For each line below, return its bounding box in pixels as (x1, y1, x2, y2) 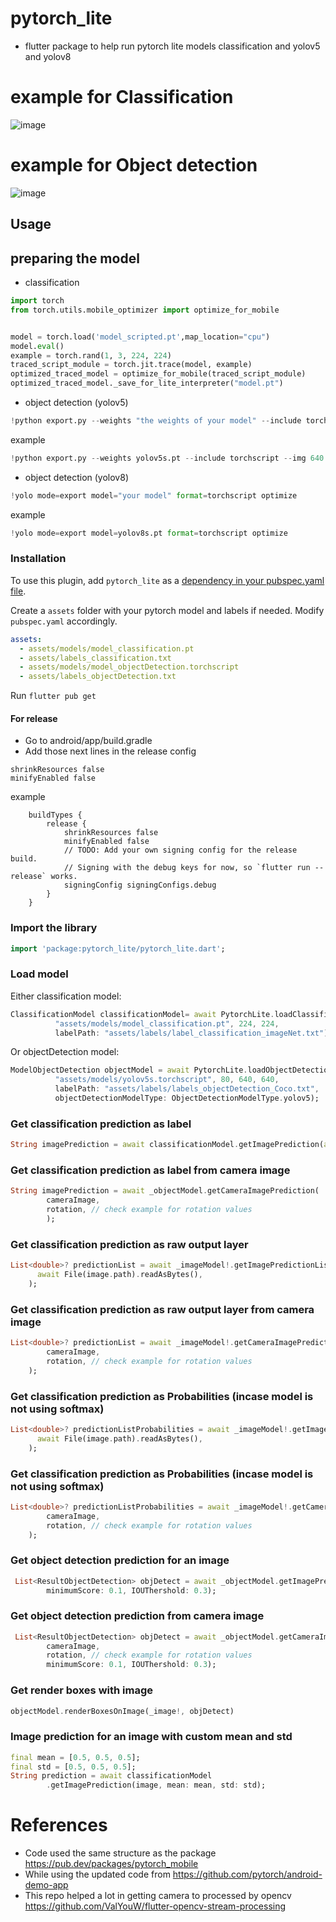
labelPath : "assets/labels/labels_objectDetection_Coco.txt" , (54, 1084, 320, 1094)
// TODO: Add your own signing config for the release (63, 845, 298, 856)
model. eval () (10, 341, 65, 351)
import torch (10, 296, 65, 306)
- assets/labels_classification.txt (19, 653, 172, 663)
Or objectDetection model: (10, 1046, 120, 1058)
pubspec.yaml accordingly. (10, 615, 118, 627)
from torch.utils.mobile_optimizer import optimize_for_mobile (10, 305, 280, 315)
